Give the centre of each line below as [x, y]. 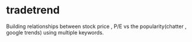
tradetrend [33, 10]
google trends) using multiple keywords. [55, 32]
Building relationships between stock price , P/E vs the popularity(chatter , [97, 26]
